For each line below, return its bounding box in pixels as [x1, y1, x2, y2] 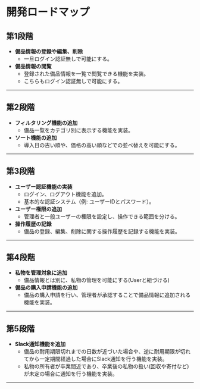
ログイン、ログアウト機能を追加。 [23, 190, 107, 197]
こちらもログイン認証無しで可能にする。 [23, 78, 123, 84]
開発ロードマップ [6, 5, 90, 19]
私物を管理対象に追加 [14, 269, 67, 277]
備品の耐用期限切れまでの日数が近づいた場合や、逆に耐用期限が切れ [23, 348, 191, 355]
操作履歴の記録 [14, 220, 52, 227]
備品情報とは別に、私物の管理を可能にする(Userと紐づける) [23, 277, 170, 284]
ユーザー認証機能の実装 [14, 183, 73, 190]
